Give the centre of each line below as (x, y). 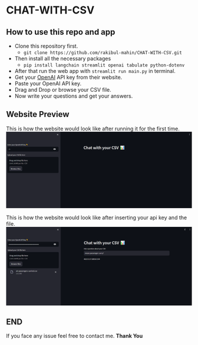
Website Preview (38, 114)
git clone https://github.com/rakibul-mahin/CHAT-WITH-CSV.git (103, 53)
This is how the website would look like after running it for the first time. (93, 128)
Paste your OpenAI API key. (48, 83)
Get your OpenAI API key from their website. (68, 77)
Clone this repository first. (46, 46)
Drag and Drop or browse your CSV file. (63, 90)
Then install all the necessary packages (63, 58)
